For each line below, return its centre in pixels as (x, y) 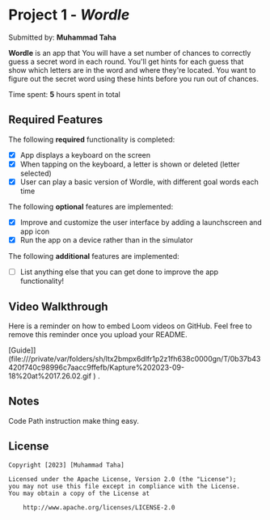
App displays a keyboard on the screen (85, 154)
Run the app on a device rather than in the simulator (106, 240)
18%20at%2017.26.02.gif (50, 376)
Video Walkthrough (58, 306)
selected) (36, 173)
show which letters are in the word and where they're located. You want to (132, 70)
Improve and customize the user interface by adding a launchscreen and (141, 222)
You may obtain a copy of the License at (79, 493)
